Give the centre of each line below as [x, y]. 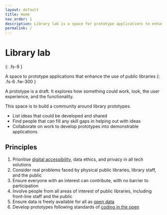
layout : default [22, 10]
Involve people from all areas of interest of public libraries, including [82, 191]
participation [25, 186]
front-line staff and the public [42, 196]
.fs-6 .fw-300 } [21, 82]
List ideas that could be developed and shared [60, 116]
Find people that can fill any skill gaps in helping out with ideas [76, 121]
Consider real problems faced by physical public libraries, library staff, [84, 170]
